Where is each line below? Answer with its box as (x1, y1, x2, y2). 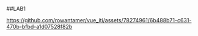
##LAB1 (6, 5, 26, 12)
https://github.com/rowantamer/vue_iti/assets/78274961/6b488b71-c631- (6, 17, 192, 23)
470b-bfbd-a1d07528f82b (6, 23, 73, 30)
